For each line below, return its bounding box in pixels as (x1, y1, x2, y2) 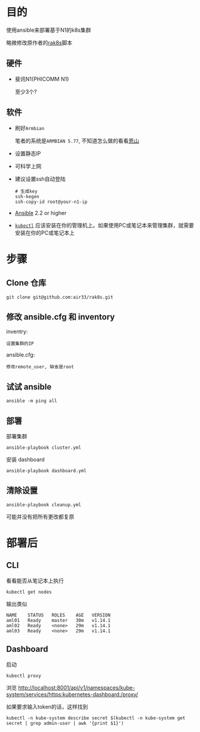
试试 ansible (6, 381, 52, 392)
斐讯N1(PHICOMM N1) (14, 75, 69, 83)
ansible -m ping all (6, 398, 58, 404)
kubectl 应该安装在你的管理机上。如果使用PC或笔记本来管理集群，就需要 (14, 221, 195, 229)
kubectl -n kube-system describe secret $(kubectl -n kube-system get (6, 715, 186, 721)
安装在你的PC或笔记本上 (14, 229, 75, 236)
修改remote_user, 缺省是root (6, 364, 75, 370)
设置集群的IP (6, 341, 34, 347)
